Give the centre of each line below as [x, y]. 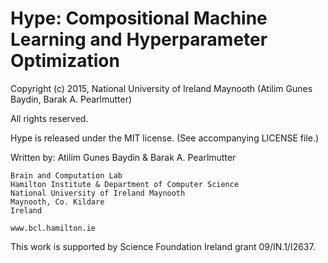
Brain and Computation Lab [66, 175]
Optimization [65, 61]
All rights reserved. [49, 118]
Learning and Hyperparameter [139, 39]
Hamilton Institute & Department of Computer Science [125, 184]
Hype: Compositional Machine [139, 18]
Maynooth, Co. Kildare [57, 202]
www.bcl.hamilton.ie [53, 228]
